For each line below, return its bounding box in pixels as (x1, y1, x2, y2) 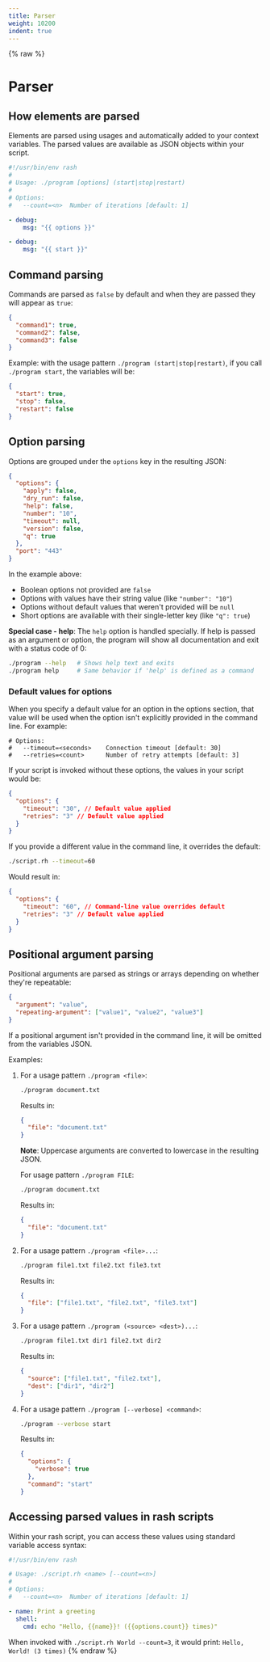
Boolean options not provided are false (19, 585, 152, 594)
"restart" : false (15, 405, 74, 413)
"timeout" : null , (23, 517, 81, 525)
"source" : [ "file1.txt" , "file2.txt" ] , (27, 1374, 162, 1382)
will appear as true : (8, 297, 73, 307)
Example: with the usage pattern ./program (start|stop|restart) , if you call (8, 358, 262, 368)
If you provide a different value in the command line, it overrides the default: (8, 842, 260, 851)
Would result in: (8, 872, 60, 882)
